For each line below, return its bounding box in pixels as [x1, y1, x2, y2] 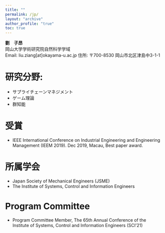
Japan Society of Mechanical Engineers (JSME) [12, 178, 110, 184]
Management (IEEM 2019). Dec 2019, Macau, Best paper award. [12, 142, 143, 148]
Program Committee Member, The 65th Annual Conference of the [12, 217, 146, 223]
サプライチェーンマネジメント [12, 89, 73, 95]
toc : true [5, 26, 26, 31]
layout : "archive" [5, 16, 43, 21]
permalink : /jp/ [5, 12, 39, 17]
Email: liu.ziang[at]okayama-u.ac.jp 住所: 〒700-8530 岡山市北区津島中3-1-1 [5, 53, 161, 58]
